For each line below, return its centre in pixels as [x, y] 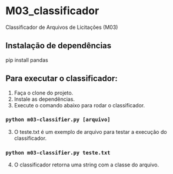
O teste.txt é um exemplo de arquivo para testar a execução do [90, 132]
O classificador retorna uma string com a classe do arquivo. [86, 165]
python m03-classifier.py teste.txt [58, 152]
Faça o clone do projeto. [44, 93]
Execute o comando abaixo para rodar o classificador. [79, 105]
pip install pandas [27, 60]
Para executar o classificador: [62, 79]
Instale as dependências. [44, 99]
